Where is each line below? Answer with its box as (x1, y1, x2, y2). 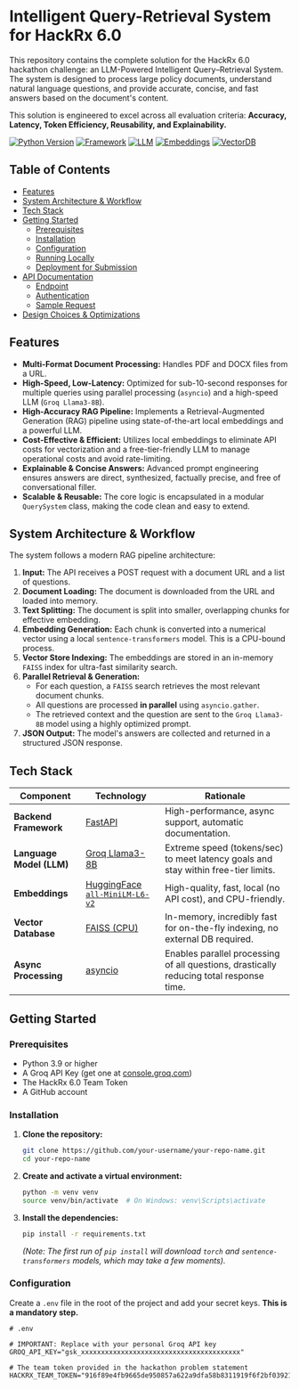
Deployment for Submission (35, 261, 138, 273)
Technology (94, 790, 147, 803)
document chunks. (35, 690, 104, 701)
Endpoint (35, 281, 69, 291)
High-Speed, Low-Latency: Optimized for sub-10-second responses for (21, 377, 288, 388)
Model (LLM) (13, 858, 69, 870)
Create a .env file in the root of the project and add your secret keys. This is (9, 1297, 287, 1308)
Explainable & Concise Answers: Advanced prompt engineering (21, 462, 260, 473)
